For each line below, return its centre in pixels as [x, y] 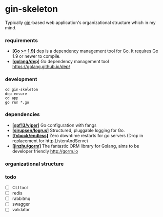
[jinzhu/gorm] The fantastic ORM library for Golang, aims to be [76, 146]
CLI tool [20, 188]
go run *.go [17, 102]
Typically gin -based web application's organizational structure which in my [81, 22]
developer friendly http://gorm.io [45, 151]
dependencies [22, 114]
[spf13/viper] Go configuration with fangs [54, 125]
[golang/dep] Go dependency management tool [61, 62]
